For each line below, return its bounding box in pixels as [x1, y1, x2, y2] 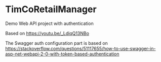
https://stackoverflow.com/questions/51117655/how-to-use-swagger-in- [5, 45, 156, 51]
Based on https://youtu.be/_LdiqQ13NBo [5, 30, 90, 36]
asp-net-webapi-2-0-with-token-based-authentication [5, 51, 119, 57]
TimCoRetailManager [5, 4, 97, 15]
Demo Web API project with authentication [5, 20, 94, 26]
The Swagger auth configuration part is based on [5, 40, 108, 46]
